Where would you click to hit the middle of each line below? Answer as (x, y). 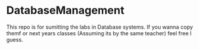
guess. (15, 39)
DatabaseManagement (65, 10)
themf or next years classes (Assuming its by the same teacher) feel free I (99, 33)
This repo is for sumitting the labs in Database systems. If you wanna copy (100, 27)
